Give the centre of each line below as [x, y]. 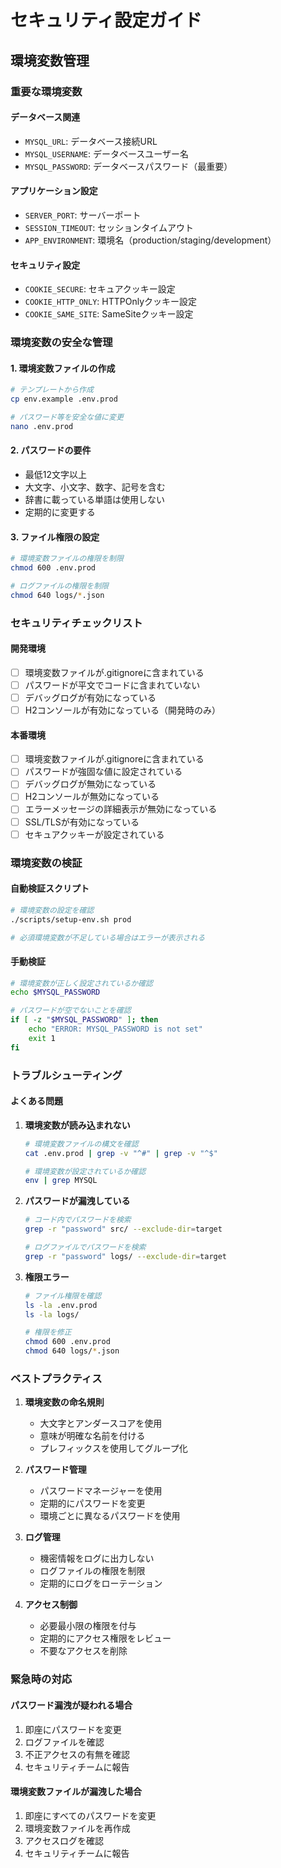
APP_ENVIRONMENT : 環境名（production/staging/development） [150, 240]
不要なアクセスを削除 [83, 1651]
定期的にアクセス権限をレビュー [105, 1638]
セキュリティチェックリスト [76, 623]
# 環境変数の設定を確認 [52, 910]
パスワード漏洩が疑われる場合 [71, 1705]
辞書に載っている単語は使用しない [95, 499]
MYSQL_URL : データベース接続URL [91, 141]
